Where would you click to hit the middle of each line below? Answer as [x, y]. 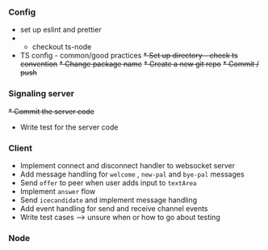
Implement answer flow [58, 191]
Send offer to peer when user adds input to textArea [108, 182]
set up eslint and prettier [61, 30]
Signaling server [42, 94]
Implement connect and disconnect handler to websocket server [128, 165]
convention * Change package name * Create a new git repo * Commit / [140, 64]
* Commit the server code [52, 111]
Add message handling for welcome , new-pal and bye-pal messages [132, 174]
